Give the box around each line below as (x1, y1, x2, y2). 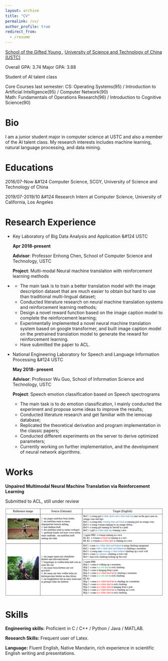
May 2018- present (12, 366, 54, 372)
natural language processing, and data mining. (5, 144, 101, 150)
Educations (5, 162, 54, 173)
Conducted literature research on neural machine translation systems (20, 299, 163, 305)
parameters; (20, 438, 46, 444)
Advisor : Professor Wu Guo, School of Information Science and (12, 376, 144, 382)
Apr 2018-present (12, 243, 51, 249)
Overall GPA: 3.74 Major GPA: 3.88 (5, 64, 76, 70)
